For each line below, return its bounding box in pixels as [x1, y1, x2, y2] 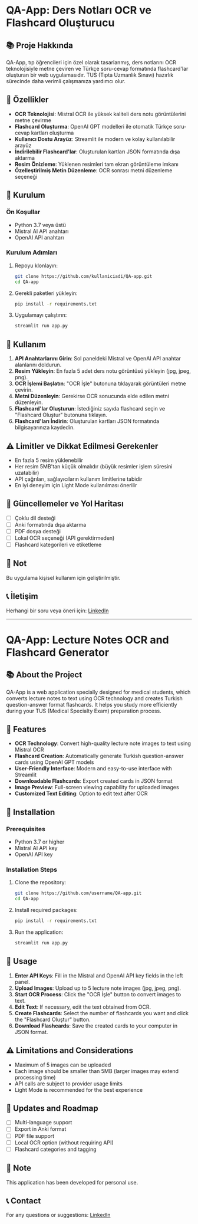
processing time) [14, 1074, 56, 1081]
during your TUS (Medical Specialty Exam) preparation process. [6, 707, 161, 714]
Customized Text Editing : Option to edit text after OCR [14, 790, 148, 797]
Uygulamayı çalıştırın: [14, 311, 67, 319]
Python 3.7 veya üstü [14, 221, 66, 228]
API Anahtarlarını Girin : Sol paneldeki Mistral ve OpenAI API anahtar [14, 355, 181, 362]
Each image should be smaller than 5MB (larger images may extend [14, 1067, 179, 1074]
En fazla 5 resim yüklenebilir [14, 457, 84, 464]
